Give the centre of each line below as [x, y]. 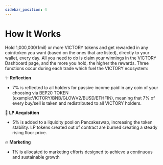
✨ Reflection [18, 78]
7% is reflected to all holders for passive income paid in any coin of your [85, 87]
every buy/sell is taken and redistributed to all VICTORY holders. [77, 103]
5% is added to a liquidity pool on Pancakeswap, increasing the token [82, 122]
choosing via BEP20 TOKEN [40, 93]
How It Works [33, 34]
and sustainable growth [36, 157]
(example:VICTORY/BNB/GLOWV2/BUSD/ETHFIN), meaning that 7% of [83, 98]
